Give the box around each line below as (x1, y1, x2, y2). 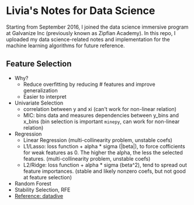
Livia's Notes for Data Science (6, 4, 155, 18)
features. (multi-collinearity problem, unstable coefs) (23, 155, 151, 162)
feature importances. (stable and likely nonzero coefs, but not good (23, 168, 186, 175)
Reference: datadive (14, 192, 63, 199)
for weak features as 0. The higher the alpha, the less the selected (23, 149, 183, 156)
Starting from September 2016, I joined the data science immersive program (6, 23, 189, 30)
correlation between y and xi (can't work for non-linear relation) (23, 105, 177, 112)
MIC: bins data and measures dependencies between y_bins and (23, 112, 179, 119)
